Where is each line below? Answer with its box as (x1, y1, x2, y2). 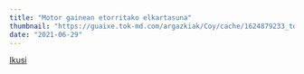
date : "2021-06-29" (9, 30, 83, 39)
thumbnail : (9, 22, 51, 31)
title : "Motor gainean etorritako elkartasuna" (9, 13, 193, 23)
